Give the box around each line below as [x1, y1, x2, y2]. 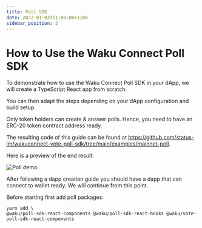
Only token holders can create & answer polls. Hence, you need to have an [6, 116, 193, 123]
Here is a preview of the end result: [6, 152, 94, 159]
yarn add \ [6, 206, 34, 212]
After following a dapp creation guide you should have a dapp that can [6, 175, 182, 183]
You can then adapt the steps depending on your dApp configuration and [6, 98, 189, 105]
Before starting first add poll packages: [6, 193, 104, 201]
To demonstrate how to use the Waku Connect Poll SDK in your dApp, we [6, 79, 189, 87]
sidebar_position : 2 [6, 20, 59, 26]
